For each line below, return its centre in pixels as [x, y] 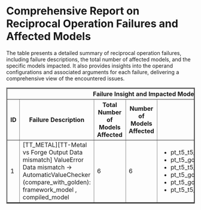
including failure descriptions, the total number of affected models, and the [98, 59]
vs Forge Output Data [53, 152]
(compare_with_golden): [57, 182]
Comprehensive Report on [73, 11]
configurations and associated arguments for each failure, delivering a [93, 72]
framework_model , [50, 190]
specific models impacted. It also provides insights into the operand [90, 66]
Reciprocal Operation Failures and [92, 24]
